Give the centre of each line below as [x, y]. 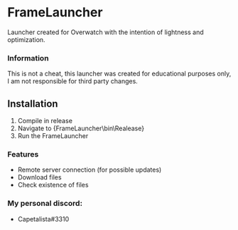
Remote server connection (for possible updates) [90, 170]
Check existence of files [53, 185]
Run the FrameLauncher [53, 136]
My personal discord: [45, 204]
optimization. [26, 39]
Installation [33, 104]
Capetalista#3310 [43, 219]
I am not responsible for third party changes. [73, 81]
